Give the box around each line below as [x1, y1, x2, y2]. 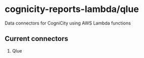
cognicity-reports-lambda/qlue [5, 3, 139, 15]
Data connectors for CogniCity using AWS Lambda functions [5, 20, 131, 26]
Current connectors [5, 34, 69, 43]
